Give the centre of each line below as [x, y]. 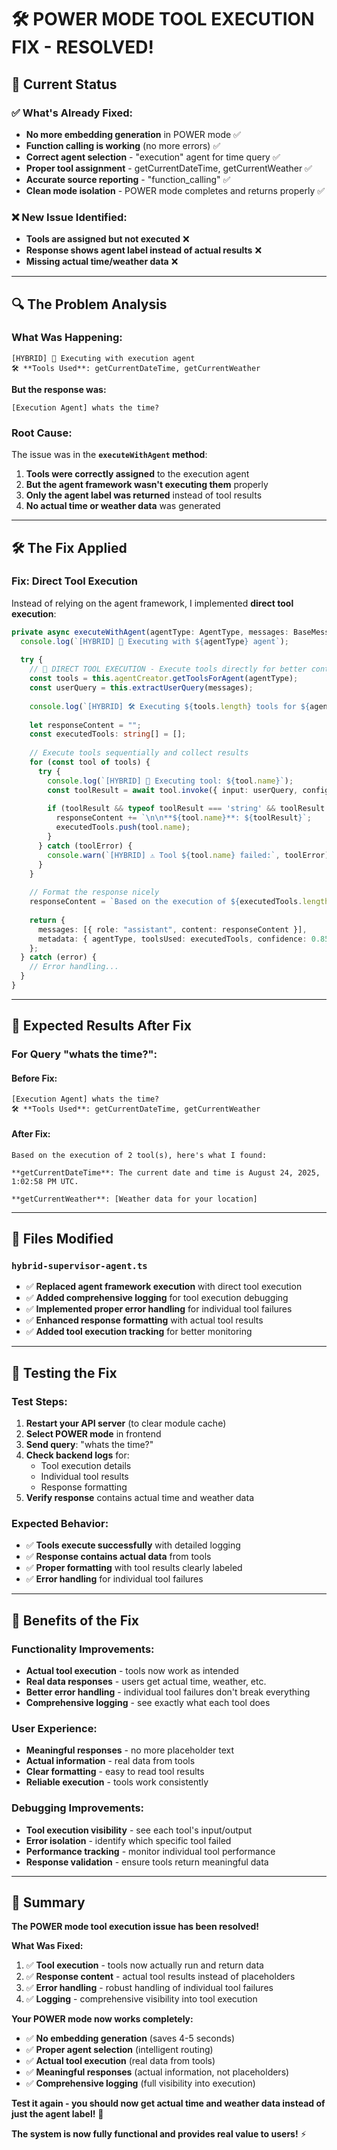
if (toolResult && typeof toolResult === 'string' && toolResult [186, 809]
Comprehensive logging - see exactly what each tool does [148, 1703]
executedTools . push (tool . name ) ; [123, 827]
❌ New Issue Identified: [69, 217]
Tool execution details [86, 1466]
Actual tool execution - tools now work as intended [132, 1671]
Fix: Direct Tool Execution [74, 581]
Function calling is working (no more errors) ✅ [123, 145]
